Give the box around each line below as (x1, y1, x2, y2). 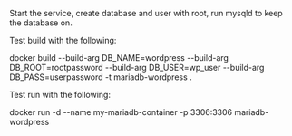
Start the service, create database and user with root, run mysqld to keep (9, 8, 283, 18)
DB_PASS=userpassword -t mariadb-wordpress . (9, 72, 192, 83)
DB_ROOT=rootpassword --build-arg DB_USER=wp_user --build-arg (9, 63, 265, 73)
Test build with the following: (9, 35, 117, 45)
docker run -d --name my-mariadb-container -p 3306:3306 (9, 107, 233, 117)
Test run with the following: (9, 90, 112, 100)
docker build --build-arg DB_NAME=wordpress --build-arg (9, 53, 229, 63)
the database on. (9, 17, 73, 28)
